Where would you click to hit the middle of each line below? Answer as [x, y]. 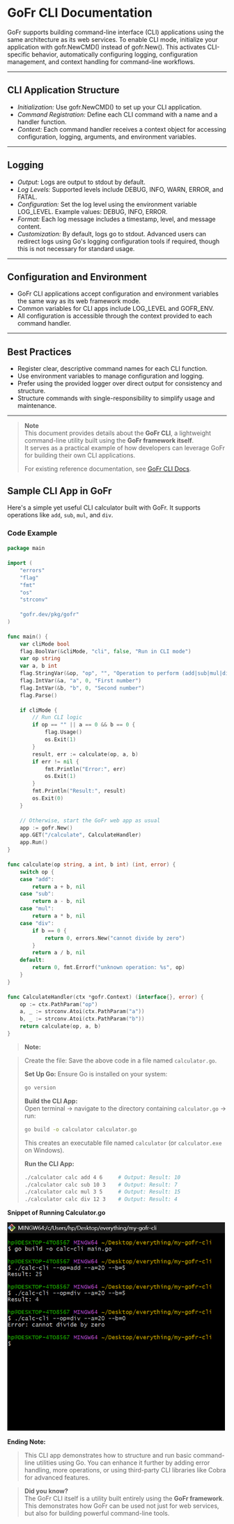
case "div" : [37, 923]
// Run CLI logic [57, 717]
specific [19, 54]
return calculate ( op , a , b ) [60, 1026]
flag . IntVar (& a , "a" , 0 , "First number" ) [80, 681]
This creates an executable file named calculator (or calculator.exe [123, 1143]
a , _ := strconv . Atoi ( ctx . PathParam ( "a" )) [82, 1012]
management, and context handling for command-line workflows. [101, 61]
